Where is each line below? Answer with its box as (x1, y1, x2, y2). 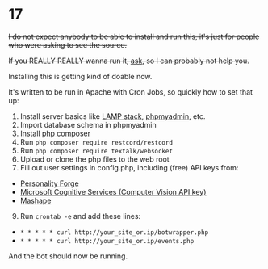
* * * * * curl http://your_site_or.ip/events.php (19, 237, 195, 245)
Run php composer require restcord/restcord (19, 137, 174, 146)
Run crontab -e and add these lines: (19, 211, 141, 221)
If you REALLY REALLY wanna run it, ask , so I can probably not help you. (8, 56, 249, 65)
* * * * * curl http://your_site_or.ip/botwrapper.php (19, 228, 209, 237)
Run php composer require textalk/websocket (19, 145, 174, 155)
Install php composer (19, 128, 91, 138)
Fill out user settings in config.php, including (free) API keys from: (19, 162, 239, 172)
